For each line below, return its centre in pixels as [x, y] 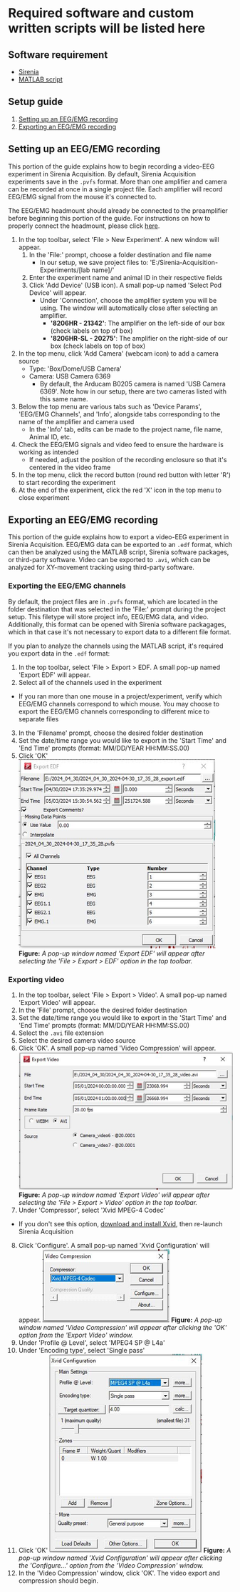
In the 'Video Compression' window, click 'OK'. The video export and [119, 1573]
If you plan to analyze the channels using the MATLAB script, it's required [116, 646]
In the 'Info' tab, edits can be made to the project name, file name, [126, 429]
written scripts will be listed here [107, 28]
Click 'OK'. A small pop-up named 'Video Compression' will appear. [117, 1048]
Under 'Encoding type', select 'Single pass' [82, 1350]
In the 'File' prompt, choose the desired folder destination [103, 1010]
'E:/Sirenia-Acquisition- [184, 262]
